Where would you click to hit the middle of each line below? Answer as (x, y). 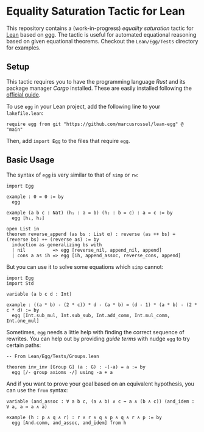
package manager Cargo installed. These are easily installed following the (99, 88)
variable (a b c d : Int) (39, 294)
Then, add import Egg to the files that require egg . (68, 141)
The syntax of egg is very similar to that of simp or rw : (72, 175)
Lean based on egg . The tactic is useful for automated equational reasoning (101, 34)
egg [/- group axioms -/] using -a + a (62, 372)
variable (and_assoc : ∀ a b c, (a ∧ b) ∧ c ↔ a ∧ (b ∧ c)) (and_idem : (100, 401)
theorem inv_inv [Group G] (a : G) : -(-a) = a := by (76, 367)
